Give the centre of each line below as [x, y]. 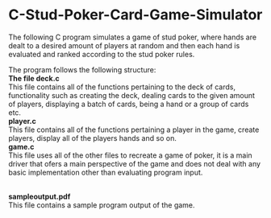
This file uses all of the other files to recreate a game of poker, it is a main [130, 155]
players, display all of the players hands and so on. [93, 138]
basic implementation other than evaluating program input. [106, 172]
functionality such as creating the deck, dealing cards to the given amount [132, 95]
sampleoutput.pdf [40, 196]
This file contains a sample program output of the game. [102, 205]
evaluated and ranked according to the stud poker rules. [102, 54]
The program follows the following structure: [82, 69]
